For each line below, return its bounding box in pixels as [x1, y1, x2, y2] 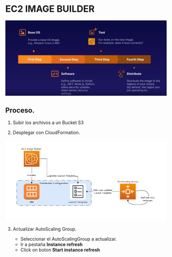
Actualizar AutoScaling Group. [12, 226, 77, 232]
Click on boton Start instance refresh [20, 247, 100, 253]
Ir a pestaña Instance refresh [20, 241, 83, 247]
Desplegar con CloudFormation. [12, 129, 80, 136]
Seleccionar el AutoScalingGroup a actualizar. [20, 235, 117, 242]
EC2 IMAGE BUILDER [5, 3, 95, 15]
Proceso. [5, 106, 35, 114]
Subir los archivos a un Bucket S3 [12, 120, 84, 126]
